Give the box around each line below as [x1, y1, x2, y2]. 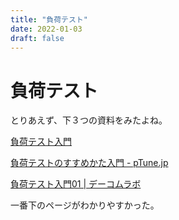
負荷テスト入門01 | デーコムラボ [10, 178, 142, 190]
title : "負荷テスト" [10, 14, 88, 25]
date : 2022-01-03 [10, 24, 83, 34]
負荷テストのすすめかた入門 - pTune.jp [10, 157, 169, 169]
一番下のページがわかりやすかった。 [10, 199, 160, 211]
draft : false [10, 33, 65, 43]
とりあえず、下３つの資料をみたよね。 [10, 114, 168, 126]
